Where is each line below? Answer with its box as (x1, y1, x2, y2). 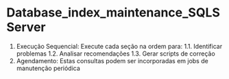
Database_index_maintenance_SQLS (6, 5, 221, 21)
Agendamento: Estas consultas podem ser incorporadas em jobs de (16, 56, 208, 65)
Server (6, 19, 46, 35)
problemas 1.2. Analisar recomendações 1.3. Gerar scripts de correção (16, 49, 215, 58)
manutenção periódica (16, 64, 80, 72)
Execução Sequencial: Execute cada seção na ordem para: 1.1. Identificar (16, 42, 223, 50)
